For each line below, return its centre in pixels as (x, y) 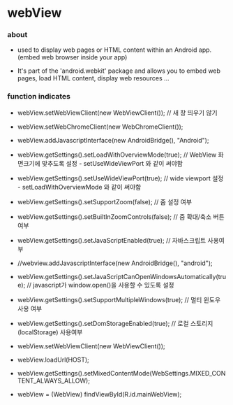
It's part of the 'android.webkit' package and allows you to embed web (119, 71)
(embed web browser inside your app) (72, 57)
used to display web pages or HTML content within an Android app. (114, 50)
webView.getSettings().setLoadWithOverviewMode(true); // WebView (117, 155)
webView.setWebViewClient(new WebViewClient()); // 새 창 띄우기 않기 (117, 113)
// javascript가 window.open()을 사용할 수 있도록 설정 (100, 285)
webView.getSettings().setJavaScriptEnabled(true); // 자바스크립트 (112, 240)
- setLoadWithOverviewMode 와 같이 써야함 (79, 187)
